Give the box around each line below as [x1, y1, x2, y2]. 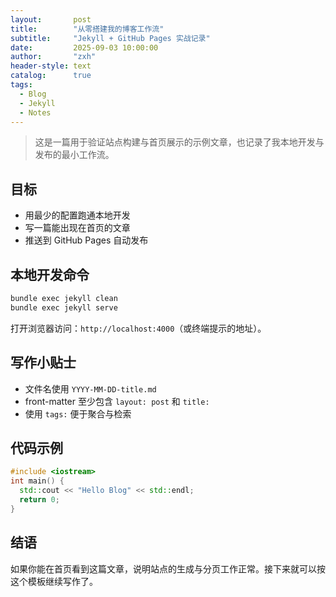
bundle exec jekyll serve [10, 302, 118, 313]
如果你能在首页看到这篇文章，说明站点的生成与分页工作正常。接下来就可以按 [10, 562, 326, 575]
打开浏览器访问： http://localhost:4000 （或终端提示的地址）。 [10, 322, 267, 334]
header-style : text [10, 61, 92, 71]
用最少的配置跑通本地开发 [24, 209, 131, 221]
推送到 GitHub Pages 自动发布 [24, 234, 149, 246]
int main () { [10, 476, 65, 486]
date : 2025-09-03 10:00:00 [10, 42, 159, 53]
